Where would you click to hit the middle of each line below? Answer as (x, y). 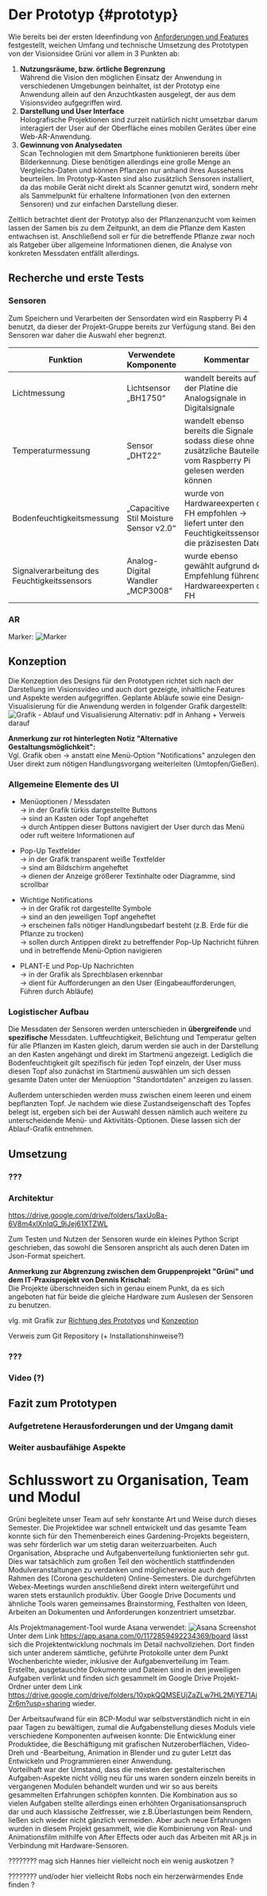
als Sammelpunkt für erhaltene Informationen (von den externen (125, 195)
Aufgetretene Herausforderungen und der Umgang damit (121, 1426)
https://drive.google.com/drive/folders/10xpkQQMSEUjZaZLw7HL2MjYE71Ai (133, 1695)
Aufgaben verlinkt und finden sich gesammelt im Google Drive (110, 1677)
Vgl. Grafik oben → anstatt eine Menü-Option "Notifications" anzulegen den (132, 755)
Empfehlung (207, 575)
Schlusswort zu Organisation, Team (129, 1480)
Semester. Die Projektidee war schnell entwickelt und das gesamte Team (127, 1527)
